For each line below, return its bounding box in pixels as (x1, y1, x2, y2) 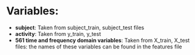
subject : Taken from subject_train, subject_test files (15, 24, 144, 31)
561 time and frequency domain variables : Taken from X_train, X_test (15, 36, 190, 44)
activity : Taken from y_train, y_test (15, 30, 101, 37)
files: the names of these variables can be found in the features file (15, 43, 183, 50)
